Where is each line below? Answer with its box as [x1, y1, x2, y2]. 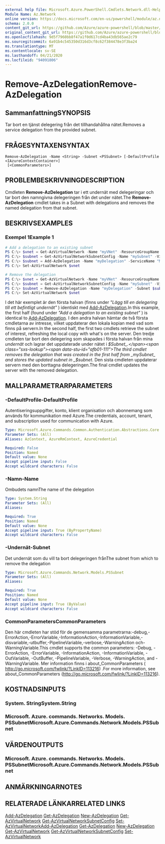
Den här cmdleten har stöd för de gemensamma [5, 629, 102, 635]
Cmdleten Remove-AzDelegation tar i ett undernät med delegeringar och [5, 189, 154, 195]
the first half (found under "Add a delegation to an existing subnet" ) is [5, 310, 148, 316]
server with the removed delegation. [5, 367, 79, 373]
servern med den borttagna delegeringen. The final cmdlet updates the [5, 362, 148, 368]
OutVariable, [5, 655, 30, 661]
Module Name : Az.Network [5, 12, 56, 17]
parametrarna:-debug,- [103, 629, 150, 635]
